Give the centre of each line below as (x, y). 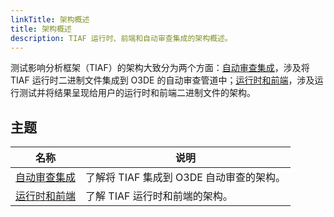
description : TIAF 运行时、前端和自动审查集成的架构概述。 (121, 38)
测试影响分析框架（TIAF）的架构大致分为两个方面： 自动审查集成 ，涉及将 (160, 68)
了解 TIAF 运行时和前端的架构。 (159, 196)
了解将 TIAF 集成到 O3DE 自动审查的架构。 (186, 178)
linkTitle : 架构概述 (50, 19)
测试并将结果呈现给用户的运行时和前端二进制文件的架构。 (137, 93)
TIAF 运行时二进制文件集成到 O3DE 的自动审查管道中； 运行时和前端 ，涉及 (162, 80)
